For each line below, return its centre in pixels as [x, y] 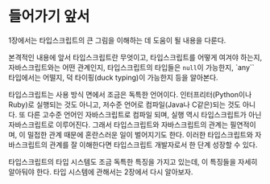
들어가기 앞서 [49, 16]
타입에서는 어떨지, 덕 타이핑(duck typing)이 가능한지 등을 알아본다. [114, 77]
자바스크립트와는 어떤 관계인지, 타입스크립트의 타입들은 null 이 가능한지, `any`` [132, 67]
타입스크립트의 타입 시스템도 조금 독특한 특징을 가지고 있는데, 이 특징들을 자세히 [133, 162]
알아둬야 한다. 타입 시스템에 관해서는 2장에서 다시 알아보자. [101, 172]
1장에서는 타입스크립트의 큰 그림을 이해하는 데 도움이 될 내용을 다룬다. [117, 40]
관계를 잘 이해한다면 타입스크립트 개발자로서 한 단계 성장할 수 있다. [154, 145]
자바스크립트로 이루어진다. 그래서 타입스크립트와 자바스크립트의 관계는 [118, 125]
